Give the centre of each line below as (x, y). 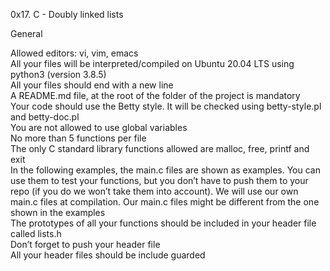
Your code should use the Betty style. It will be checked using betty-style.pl (166, 106)
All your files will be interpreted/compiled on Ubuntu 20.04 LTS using (152, 63)
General (26, 33)
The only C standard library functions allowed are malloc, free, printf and (160, 148)
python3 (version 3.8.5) (58, 74)
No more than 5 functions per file (78, 138)
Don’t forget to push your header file (85, 244)
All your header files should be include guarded (108, 255)
